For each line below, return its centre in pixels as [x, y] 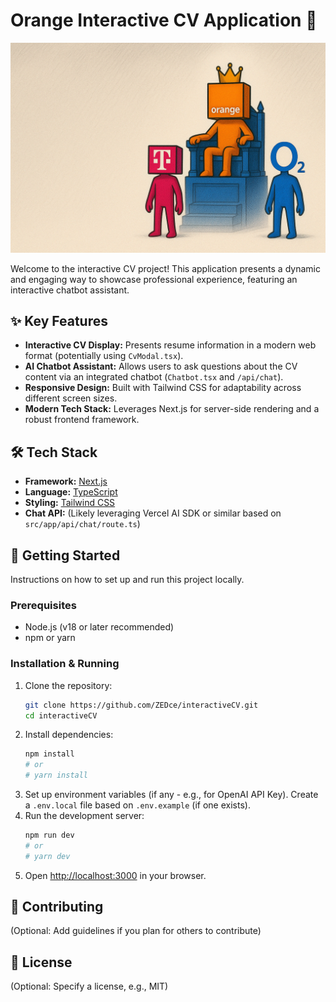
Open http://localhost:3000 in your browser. [115, 875]
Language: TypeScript [71, 492]
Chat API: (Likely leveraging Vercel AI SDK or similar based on [153, 513]
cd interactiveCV [61, 715]
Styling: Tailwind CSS [70, 503]
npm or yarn [50, 638]
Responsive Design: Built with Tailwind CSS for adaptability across [163, 388]
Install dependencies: [69, 735]
